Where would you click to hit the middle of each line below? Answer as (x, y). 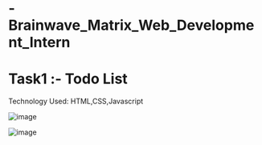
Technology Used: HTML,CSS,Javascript (76, 101)
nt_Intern (39, 42)
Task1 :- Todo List (68, 79)
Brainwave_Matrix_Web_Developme (131, 25)
